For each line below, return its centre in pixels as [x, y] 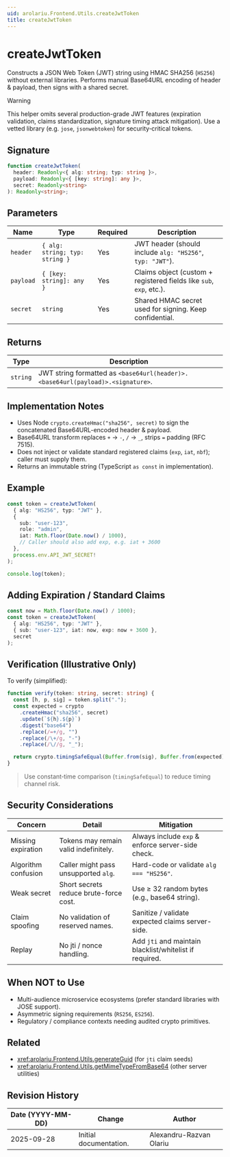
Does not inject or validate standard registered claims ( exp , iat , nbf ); [113, 452]
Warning [19, 101]
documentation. [104, 1143]
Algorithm [26, 864]
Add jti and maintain [167, 941]
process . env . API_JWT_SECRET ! [55, 555]
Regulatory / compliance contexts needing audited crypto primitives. [114, 1021]
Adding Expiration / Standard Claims [86, 595]
